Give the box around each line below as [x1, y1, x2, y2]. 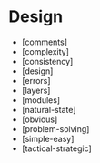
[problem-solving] [21, 123, 90, 134]
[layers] [21, 85, 51, 96]
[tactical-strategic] [21, 143, 92, 154]
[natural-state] [21, 104, 76, 115]
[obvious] [21, 114, 58, 125]
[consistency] [21, 56, 74, 66]
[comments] [21, 36, 68, 47]
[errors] [21, 75, 51, 86]
